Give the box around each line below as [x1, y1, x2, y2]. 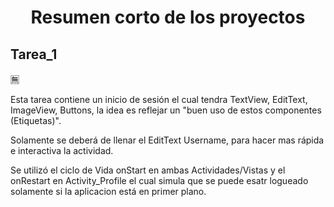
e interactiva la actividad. [10, 145, 114, 156]
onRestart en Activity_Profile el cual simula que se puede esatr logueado [10, 175, 309, 186]
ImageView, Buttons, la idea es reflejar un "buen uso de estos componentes [10, 104, 322, 116]
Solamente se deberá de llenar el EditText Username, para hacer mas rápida [10, 134, 325, 146]
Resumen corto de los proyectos [30, 6, 306, 29]
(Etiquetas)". [10, 115, 62, 126]
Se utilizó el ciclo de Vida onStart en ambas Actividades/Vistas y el [10, 164, 286, 176]
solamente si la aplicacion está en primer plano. [10, 186, 207, 197]
